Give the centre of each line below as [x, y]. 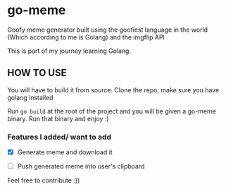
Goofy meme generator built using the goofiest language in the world [108, 30]
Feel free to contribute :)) [44, 180]
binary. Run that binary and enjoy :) [58, 118]
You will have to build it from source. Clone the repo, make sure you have [113, 90]
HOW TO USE [37, 73]
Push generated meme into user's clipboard [81, 166]
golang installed [31, 97]
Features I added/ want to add [59, 137]
